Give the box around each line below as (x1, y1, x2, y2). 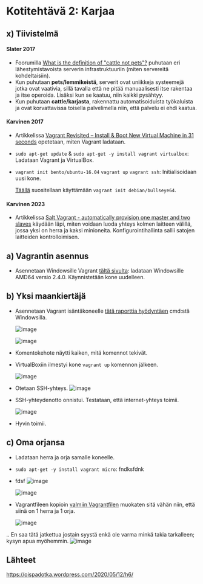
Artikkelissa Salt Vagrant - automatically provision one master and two (15, 214, 191, 221)
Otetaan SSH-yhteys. (15, 384, 68, 392)
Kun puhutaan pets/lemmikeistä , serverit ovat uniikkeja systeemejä (15, 78, 184, 86)
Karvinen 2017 (6, 118, 44, 125)
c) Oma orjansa (6, 437, 65, 448)
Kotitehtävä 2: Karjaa (6, 4, 115, 18)
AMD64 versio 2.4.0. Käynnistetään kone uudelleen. (15, 274, 145, 280)
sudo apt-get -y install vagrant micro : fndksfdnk (15, 465, 144, 473)
